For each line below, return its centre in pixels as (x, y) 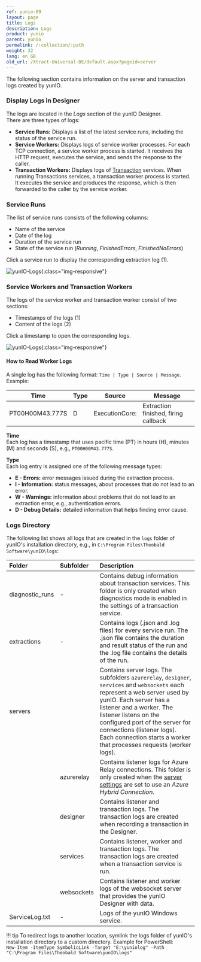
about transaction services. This (145, 583)
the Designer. (118, 831)
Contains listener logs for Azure (144, 762)
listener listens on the (130, 715)
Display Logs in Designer (43, 101)
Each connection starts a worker (145, 737)
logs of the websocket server (141, 888)
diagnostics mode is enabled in (143, 598)
